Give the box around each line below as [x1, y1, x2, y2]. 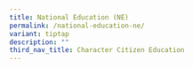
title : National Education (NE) [9, 12, 129, 22]
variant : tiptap [9, 29, 69, 38]
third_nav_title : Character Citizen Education [9, 46, 185, 55]
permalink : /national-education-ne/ [9, 21, 145, 30]
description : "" [9, 37, 69, 47]
